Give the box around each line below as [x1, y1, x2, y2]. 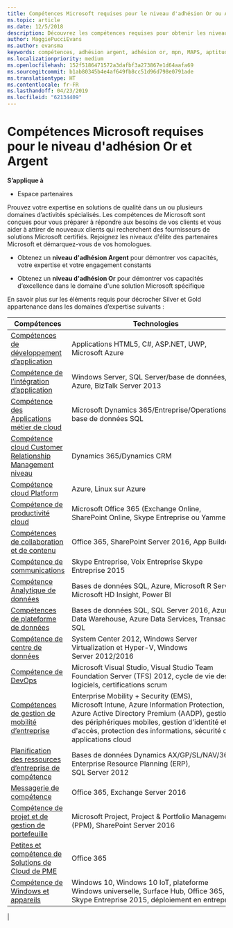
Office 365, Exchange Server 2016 [71, 787, 187, 797]
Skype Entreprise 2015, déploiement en [71, 895, 202, 904]
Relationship [10, 451, 51, 461]
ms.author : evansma [7, 42, 64, 49]
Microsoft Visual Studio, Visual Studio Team [71, 662, 214, 672]
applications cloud [71, 734, 132, 744]
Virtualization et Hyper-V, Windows [71, 642, 189, 652]
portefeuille [10, 829, 49, 839]
